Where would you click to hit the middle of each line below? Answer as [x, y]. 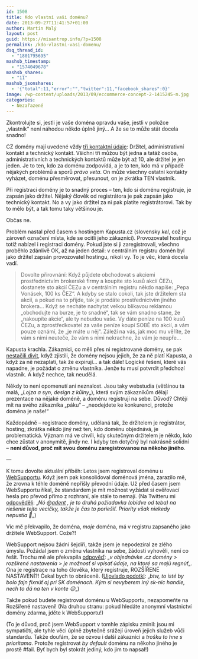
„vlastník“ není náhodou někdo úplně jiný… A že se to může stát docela [92, 129]
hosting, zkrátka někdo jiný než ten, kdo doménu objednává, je [82, 429]
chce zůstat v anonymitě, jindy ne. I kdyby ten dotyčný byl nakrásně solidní [98, 441]
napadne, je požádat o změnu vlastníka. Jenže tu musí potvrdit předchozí [95, 368]
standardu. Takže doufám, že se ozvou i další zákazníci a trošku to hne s [94, 636]
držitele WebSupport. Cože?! [41, 533]
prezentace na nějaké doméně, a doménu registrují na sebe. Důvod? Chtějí [97, 398]
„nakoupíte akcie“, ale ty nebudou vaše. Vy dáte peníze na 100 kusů [103, 319]
